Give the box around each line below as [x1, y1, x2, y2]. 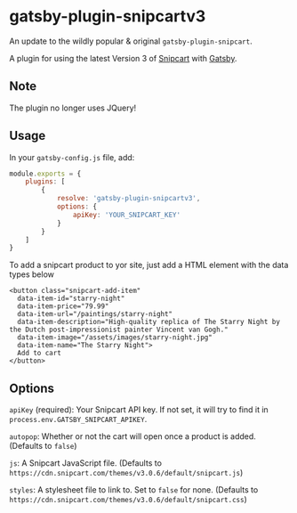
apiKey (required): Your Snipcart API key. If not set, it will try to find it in [9, 404, 269, 415]
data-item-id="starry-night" [17, 294, 125, 304]
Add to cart [17, 349, 62, 358]
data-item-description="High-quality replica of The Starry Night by [17, 318, 280, 327]
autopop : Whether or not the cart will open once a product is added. [9, 431, 256, 442]
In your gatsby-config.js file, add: [9, 151, 135, 162]
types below [9, 269, 55, 280]
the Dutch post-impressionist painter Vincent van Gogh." [9, 325, 229, 335]
